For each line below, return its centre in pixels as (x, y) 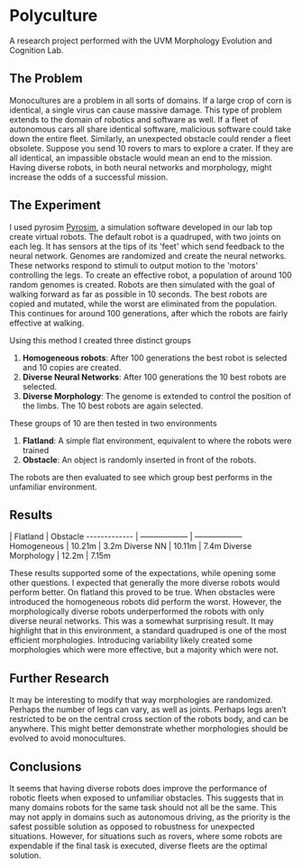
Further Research (59, 678)
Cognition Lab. (37, 50)
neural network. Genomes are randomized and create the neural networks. (148, 256)
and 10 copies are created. (72, 367)
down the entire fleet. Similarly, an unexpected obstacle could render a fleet (150, 138)
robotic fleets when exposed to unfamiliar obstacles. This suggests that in (146, 798)
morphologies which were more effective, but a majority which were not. (144, 650)
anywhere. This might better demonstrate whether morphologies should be (149, 729)
